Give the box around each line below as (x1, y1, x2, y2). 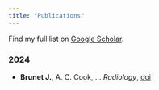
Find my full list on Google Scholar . (8, 34, 124, 43)
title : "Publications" (8, 11, 85, 20)
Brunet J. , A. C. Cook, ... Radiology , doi (19, 72, 152, 81)
